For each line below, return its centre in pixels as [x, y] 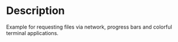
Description [35, 11]
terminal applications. [33, 33]
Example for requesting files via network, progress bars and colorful [89, 27]
